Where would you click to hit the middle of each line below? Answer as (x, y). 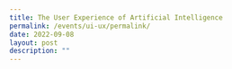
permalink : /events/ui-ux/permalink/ (80, 26)
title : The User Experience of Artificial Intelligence (116, 17)
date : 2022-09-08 (42, 34)
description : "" (40, 51)
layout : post (34, 43)
